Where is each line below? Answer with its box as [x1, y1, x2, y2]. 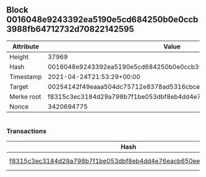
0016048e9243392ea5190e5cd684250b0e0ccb [6, 15, 199, 25]
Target [9, 82, 29, 91]
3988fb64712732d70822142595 [6, 24, 134, 34]
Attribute [12, 42, 39, 51]
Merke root [9, 92, 42, 100]
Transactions [6, 127, 47, 135]
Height [9, 52, 29, 61]
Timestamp [9, 72, 42, 81]
